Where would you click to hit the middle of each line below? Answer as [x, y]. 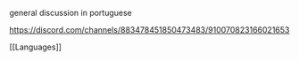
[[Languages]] [36, 47]
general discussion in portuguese [71, 13]
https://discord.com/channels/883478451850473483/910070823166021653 [149, 30]
